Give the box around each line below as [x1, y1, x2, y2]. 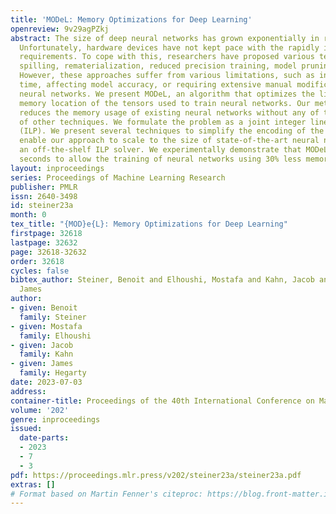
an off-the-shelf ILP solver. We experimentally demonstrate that [19, 145, 302, 155]
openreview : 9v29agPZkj [10, 24, 110, 34]
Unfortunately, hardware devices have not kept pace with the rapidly [19, 42, 320, 53]
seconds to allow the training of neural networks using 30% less [19, 154, 302, 164]
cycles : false [10, 266, 70, 276]
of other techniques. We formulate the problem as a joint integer [19, 117, 307, 127]
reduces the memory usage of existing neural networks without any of [19, 107, 320, 118]
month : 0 [10, 210, 47, 220]
